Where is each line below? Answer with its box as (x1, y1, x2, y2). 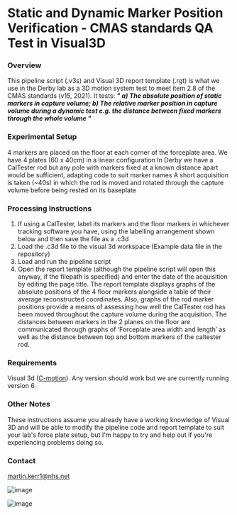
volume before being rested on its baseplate (7, 186, 137, 194)
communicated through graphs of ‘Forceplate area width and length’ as (17, 325, 226, 334)
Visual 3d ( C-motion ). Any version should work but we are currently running (7, 374, 229, 382)
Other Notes (7, 399, 51, 409)
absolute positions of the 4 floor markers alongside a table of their (17, 287, 211, 296)
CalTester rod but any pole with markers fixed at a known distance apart (7, 163, 219, 172)
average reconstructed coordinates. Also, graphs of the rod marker (17, 295, 214, 304)
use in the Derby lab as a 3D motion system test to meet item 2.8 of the (7, 84, 216, 93)
